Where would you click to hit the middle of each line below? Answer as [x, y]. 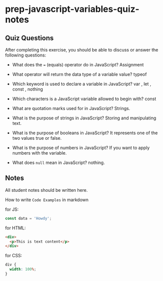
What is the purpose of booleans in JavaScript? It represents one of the [85, 133]
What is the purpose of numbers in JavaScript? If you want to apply [81, 148]
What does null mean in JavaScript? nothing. [59, 163]
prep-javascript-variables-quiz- [72, 9]
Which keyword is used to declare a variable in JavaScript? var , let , [82, 84]
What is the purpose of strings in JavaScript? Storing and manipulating [84, 118]
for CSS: [14, 256]
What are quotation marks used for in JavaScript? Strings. [71, 108]
